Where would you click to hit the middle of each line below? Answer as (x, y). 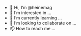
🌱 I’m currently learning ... (36, 18)
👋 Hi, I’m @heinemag (31, 8)
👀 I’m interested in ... (30, 13)
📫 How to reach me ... (32, 28)
